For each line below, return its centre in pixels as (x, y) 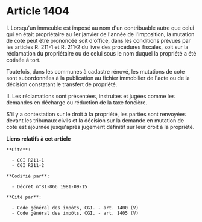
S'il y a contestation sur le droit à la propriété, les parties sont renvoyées (96, 114)
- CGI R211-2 (28, 165)
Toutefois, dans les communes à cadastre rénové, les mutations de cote (96, 71)
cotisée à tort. (24, 60)
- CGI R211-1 (28, 160)
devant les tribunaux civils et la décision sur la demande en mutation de (95, 120)
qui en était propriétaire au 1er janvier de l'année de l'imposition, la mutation (100, 34)
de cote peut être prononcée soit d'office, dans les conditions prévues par (99, 40)
